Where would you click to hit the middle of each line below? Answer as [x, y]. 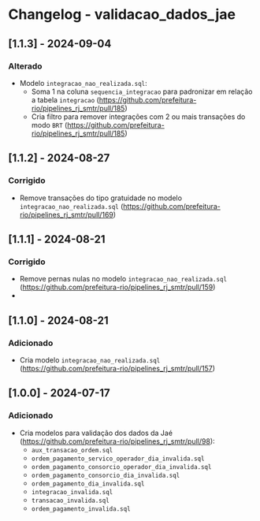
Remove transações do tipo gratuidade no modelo [101, 198]
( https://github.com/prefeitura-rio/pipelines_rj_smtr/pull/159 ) [117, 287]
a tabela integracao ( [65, 99]
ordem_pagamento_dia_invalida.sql [88, 484]
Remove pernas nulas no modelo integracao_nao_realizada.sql [123, 279]
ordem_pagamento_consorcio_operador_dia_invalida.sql [121, 467]
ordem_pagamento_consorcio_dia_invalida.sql [106, 475]
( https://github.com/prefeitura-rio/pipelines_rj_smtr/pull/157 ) [117, 368]
